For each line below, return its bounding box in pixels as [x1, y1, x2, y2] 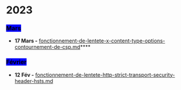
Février [6, 58, 27, 66]
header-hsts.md [14, 77, 54, 84]
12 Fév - [14, 71, 34, 78]
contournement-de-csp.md [14, 44, 81, 51]
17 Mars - [14, 37, 38, 44]
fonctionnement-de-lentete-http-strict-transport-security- [35, 71, 175, 78]
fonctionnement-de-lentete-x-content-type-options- [39, 37, 165, 44]
